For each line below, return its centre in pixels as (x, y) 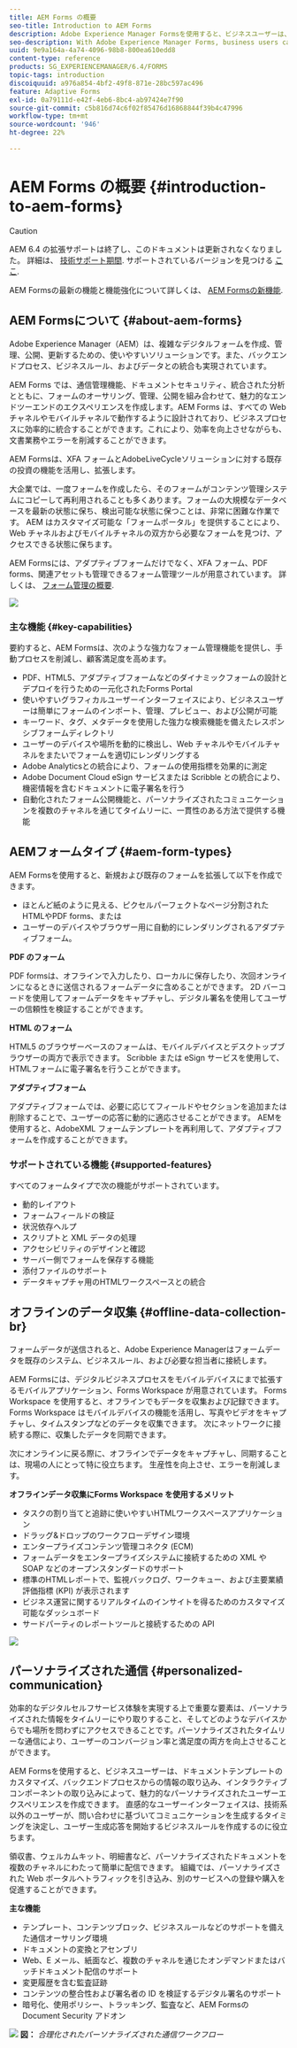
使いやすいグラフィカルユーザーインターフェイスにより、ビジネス (141, 699)
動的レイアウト (49, 1204)
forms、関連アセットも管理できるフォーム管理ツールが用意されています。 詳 (148, 574)
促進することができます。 (55, 1889)
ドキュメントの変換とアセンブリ (80, 1949)
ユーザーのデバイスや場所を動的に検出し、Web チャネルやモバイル (143, 744)
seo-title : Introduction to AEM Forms (80, 26)
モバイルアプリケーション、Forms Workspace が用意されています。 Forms (152, 1390)
